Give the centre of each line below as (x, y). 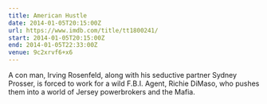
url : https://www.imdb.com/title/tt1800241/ (83, 30)
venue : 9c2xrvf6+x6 (41, 52)
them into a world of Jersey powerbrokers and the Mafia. (102, 92)
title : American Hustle (48, 15)
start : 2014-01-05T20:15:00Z (57, 38)
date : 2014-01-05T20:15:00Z (55, 23)
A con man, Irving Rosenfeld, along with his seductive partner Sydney (123, 75)
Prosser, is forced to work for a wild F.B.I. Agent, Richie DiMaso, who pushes (134, 83)
